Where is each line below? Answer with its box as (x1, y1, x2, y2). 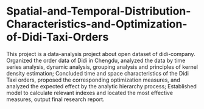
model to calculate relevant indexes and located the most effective (6, 89, 174, 96)
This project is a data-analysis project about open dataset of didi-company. (6, 50, 195, 57)
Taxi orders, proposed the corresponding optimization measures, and (6, 76, 181, 83)
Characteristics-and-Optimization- (6, 17, 188, 31)
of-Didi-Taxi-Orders (6, 30, 109, 44)
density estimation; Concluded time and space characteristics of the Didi (6, 69, 189, 77)
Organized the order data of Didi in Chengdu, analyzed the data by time (6, 57, 186, 64)
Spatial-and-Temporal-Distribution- (6, 4, 191, 18)
